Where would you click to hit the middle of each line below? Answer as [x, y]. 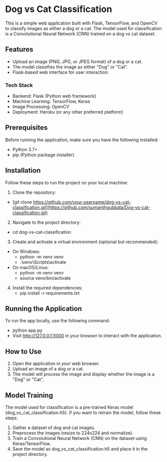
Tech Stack [19, 85]
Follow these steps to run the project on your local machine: [67, 182]
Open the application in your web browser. [56, 363]
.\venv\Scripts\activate [43, 262]
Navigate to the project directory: [46, 222]
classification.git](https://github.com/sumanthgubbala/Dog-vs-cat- [81, 207]
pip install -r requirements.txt [50, 293]
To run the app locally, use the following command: [58, 321]
